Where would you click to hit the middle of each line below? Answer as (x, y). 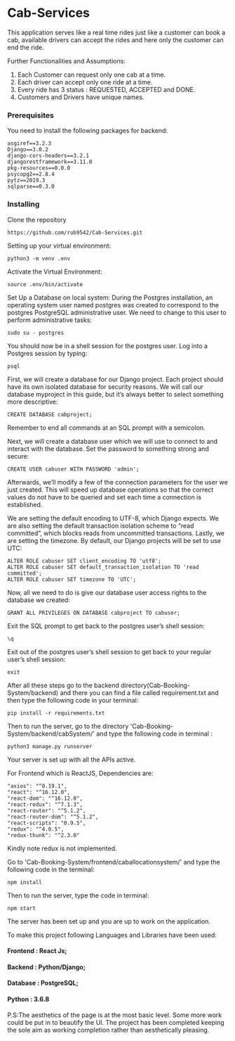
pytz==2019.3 (26, 181)
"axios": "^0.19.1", (38, 786)
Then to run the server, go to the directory (68, 726)
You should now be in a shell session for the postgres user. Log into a (108, 345)
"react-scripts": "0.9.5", (47, 823)
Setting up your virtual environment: (59, 245)
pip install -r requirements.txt (56, 713)
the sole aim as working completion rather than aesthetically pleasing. (108, 1030)
